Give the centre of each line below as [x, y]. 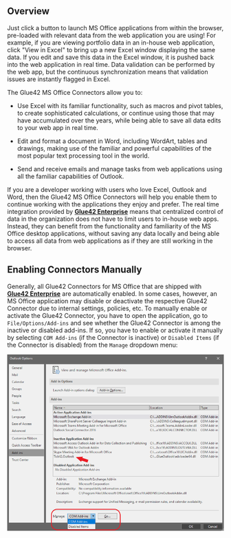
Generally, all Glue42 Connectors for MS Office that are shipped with [104, 286]
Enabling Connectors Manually [75, 270]
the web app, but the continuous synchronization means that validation [108, 72]
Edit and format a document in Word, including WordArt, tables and [112, 141]
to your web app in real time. [57, 127]
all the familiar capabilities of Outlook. [70, 176]
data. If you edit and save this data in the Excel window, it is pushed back [111, 57]
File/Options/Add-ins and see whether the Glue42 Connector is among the [114, 323]
